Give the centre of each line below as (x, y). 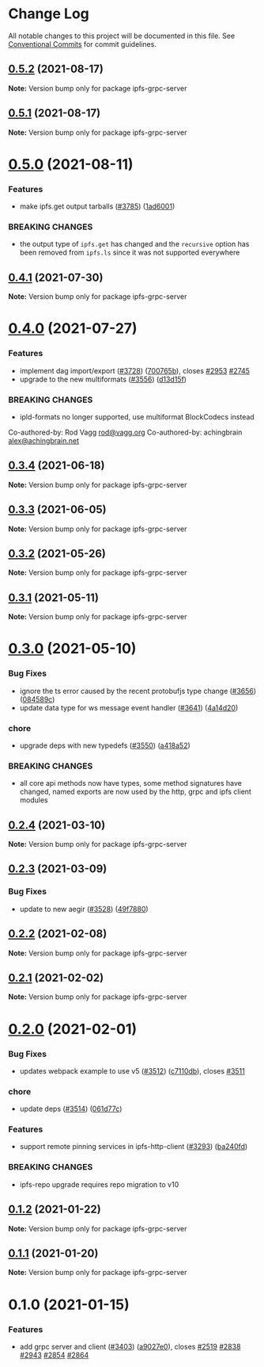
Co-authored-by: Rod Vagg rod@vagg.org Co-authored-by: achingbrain (125, 432)
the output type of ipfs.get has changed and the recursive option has (134, 244)
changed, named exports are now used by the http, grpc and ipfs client (135, 792)
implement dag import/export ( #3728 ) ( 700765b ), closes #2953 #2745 (135, 370)
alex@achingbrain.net (44, 440)
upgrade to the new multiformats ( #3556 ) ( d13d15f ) (103, 379)
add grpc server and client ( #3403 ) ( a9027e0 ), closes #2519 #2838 (130, 1346)
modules (34, 800)
